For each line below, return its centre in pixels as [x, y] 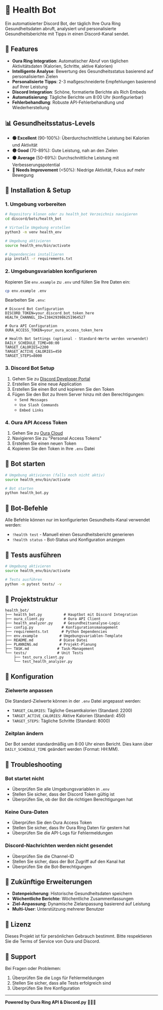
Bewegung [23, 175]
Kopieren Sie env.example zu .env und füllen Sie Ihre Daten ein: [68, 282]
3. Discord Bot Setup [30, 368]
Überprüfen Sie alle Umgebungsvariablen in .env [61, 789]
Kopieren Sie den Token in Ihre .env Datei [53, 449]
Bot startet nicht [25, 778]
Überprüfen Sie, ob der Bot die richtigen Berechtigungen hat [72, 799]
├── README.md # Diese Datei [47, 640]
